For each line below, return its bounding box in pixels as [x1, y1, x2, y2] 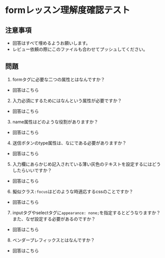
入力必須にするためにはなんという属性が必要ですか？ [12, 98, 122, 104]
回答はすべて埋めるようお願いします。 [12, 40, 91, 46]
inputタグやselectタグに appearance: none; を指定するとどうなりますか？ [12, 210, 161, 216]
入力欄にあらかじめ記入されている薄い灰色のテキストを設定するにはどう [12, 161, 161, 167]
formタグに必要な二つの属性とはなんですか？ [12, 76, 106, 82]
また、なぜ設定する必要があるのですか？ [12, 216, 96, 222]
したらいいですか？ [12, 167, 52, 173]
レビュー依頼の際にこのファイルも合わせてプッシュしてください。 [12, 46, 148, 52]
